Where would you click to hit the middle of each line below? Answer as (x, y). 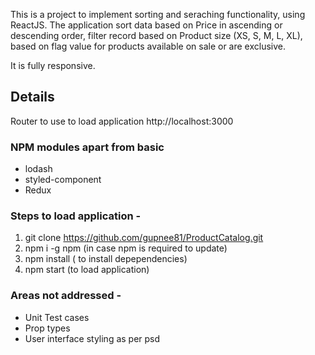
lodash (38, 169)
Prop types (47, 328)
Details (32, 97)
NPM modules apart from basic (87, 147)
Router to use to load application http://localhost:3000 (122, 121)
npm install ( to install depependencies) (106, 259)
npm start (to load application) (87, 270)
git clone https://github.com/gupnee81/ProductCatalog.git (144, 238)
